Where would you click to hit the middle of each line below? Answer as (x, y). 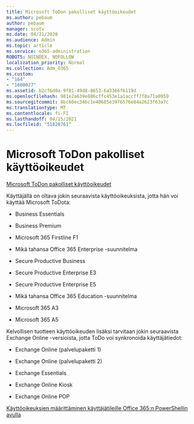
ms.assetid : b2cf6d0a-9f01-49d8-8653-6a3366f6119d (71, 91)
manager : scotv (25, 29)
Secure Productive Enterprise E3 (56, 273)
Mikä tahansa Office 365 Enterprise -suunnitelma (76, 250)
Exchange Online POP (42, 397)
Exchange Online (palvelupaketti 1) (58, 349)
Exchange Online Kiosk (44, 385)
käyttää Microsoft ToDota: (39, 202)
